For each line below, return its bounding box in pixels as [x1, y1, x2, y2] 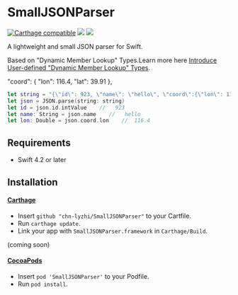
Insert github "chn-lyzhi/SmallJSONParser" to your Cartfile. [17, 212, 191, 220]
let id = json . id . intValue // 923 [7, 104, 125, 111]
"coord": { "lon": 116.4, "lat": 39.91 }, [7, 77, 113, 86]
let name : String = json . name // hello [7, 110, 141, 117]
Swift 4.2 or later [17, 156, 67, 164]
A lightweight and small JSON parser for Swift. [7, 42, 143, 50]
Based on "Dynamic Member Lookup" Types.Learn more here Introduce [7, 56, 217, 64]
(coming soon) [7, 240, 50, 248]
